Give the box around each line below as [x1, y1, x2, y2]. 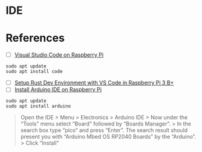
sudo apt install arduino [5, 103, 71, 109]
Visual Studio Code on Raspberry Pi [14, 51, 104, 59]
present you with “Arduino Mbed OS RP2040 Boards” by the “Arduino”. [20, 133, 197, 141]
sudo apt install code [5, 69, 63, 75]
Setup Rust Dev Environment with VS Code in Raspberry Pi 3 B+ [14, 79, 174, 86]
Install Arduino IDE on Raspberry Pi [14, 86, 102, 93]
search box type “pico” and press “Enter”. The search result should [20, 127, 188, 134]
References [5, 31, 65, 45]
